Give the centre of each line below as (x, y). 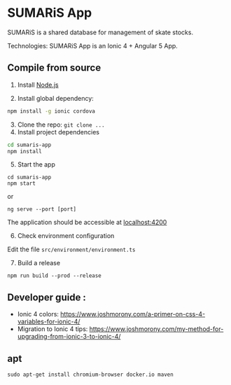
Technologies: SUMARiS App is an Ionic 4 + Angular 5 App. (93, 45)
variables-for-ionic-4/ (49, 322)
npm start (22, 183)
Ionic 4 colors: (38, 314)
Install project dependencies (58, 132)
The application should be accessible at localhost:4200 (87, 223)
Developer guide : (47, 297)
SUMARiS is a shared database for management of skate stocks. (100, 32)
